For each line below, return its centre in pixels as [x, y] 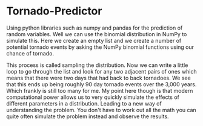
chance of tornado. [30, 53]
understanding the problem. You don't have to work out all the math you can [101, 110]
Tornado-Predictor [54, 11]
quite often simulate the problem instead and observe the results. [88, 116]
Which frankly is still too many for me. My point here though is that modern [100, 90]
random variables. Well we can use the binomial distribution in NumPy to [97, 34]
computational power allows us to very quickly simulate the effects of [93, 97]
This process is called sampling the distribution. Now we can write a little [97, 65]
